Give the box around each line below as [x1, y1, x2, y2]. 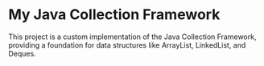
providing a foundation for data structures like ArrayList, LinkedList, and [8, 40, 246, 49]
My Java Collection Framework [8, 6, 221, 24]
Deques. [8, 49, 36, 58]
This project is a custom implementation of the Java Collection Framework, [8, 32, 257, 41]
